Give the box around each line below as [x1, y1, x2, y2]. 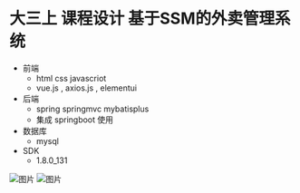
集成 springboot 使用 [35, 114, 114, 125]
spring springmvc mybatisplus [35, 103, 150, 114]
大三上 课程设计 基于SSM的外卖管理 [9, 8, 276, 29]
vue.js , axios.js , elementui [35, 82, 138, 93]
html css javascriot [35, 72, 107, 83]
